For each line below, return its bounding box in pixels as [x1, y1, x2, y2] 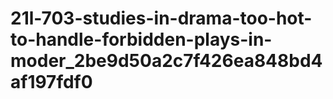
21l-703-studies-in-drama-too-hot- [10, 7, 313, 30]
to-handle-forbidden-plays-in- [10, 28, 273, 51]
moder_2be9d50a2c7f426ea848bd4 [10, 50, 323, 72]
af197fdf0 [10, 71, 93, 94]
